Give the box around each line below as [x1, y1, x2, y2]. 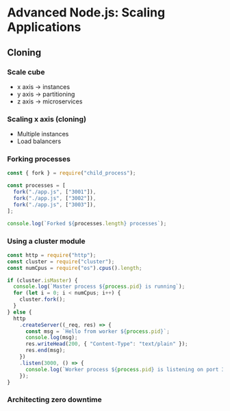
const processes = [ [7, 182, 66, 189]
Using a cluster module [7, 236, 86, 246]
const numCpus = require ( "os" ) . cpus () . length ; [7, 264, 142, 271]
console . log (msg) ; [25, 334, 78, 341]
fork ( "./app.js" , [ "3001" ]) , [13, 188, 97, 196]
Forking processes [7, 154, 71, 164]
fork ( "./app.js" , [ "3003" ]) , [13, 201, 97, 208]
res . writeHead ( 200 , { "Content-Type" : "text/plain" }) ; [25, 340, 188, 347]
